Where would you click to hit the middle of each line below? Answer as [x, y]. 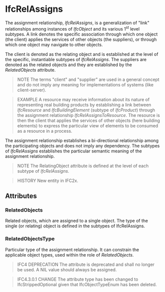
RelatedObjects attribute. [30, 70]
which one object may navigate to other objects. [54, 44]
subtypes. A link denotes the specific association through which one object [82, 34]
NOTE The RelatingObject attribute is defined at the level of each [83, 166]
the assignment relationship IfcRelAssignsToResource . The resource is [88, 115]
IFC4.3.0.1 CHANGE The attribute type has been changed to [78, 279]
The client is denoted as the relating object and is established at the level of [82, 54]
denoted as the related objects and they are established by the [68, 65]
